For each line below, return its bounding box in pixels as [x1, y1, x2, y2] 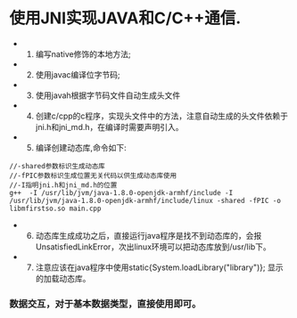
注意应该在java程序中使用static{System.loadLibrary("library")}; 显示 [35, 262, 284, 273]
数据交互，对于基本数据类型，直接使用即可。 [9, 298, 202, 310]
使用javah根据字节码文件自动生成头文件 [35, 90, 181, 101]
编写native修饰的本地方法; [35, 48, 131, 59]
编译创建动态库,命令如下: [35, 142, 127, 152]
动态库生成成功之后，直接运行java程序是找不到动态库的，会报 [35, 230, 262, 241]
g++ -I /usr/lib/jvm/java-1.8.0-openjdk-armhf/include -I [9, 188, 234, 197]
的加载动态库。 [35, 273, 91, 283]
